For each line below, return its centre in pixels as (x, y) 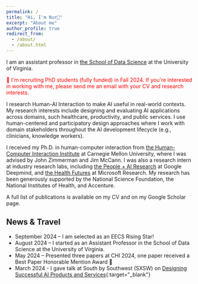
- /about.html (29, 45)
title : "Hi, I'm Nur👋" (34, 17)
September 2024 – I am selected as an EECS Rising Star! (84, 236)
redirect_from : (25, 34)
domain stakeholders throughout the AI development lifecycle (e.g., (89, 129)
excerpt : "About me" (32, 23)
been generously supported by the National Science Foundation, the (90, 179)
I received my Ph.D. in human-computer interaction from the (80, 147)
